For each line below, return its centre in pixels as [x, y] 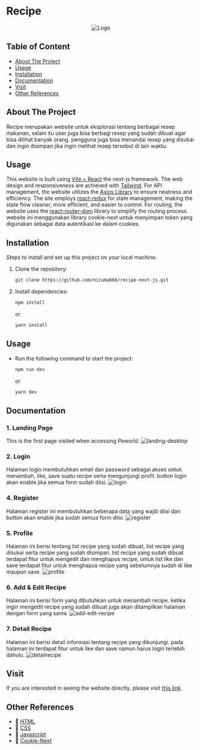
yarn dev [26, 392]
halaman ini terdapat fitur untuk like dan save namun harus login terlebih [95, 648]
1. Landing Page [29, 427]
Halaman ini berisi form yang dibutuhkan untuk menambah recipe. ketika [96, 601]
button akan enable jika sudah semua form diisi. [65, 517]
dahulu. [16, 655]
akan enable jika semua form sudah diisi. [56, 482]
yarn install [31, 325]
